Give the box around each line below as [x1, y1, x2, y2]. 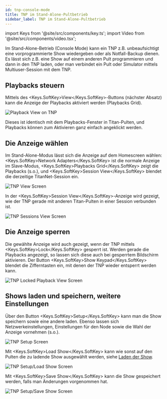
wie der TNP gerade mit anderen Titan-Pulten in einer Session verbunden [5, 198, 156, 204]
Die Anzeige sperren [5, 228, 70, 236]
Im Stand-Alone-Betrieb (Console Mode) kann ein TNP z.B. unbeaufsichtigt [5, 46, 160, 52]
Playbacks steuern [5, 81, 65, 90]
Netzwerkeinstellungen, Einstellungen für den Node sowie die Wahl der [5, 323, 152, 329]
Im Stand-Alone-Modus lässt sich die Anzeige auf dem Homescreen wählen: [5, 152, 162, 158]
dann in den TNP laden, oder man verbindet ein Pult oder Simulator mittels [5, 61, 158, 68]
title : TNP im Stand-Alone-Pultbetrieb [5, 12, 88, 17]
